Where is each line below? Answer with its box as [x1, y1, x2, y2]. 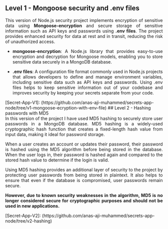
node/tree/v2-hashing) [5, 217, 52, 224]
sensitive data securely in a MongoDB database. [12, 58, 112, 64]
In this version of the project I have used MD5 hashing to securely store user [5, 115, 163, 121]
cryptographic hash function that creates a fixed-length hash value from [5, 126, 163, 132]
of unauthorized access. [5, 38, 55, 44]
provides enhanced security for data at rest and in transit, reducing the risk [5, 33, 163, 39]
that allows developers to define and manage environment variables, [12, 73, 163, 79]
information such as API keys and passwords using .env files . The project [5, 27, 163, 34]
